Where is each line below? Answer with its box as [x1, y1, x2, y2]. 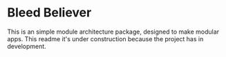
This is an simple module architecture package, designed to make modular [7, 27, 220, 36]
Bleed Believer [7, 5, 92, 21]
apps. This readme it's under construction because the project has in [7, 34, 204, 43]
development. [7, 42, 46, 50]
